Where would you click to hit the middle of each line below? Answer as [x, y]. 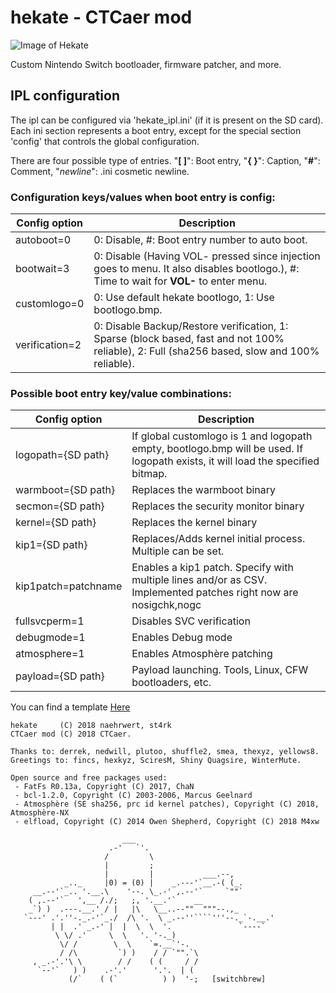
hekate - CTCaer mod [101, 17]
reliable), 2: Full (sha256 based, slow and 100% [206, 351]
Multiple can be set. [178, 551]
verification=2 [48, 345]
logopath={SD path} [62, 455]
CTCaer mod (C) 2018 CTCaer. [71, 734]
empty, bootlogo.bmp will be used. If [217, 449]
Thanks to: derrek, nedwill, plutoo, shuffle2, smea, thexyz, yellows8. [165, 752]
